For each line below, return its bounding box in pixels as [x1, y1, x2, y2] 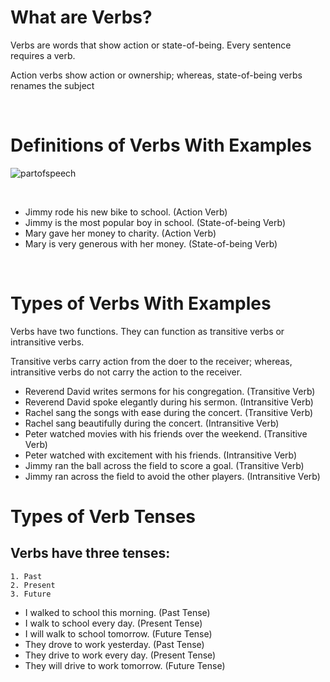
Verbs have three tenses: [10, 545, 171, 562]
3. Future [10, 589, 52, 599]
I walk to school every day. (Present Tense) [24, 617, 203, 629]
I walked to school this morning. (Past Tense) [24, 606, 211, 618]
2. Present [10, 580, 56, 590]
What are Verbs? [10, 6, 153, 29]
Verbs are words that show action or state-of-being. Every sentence [10, 39, 292, 51]
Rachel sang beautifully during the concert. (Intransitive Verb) [24, 417, 280, 429]
